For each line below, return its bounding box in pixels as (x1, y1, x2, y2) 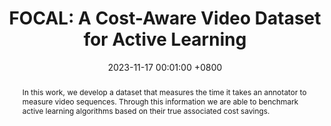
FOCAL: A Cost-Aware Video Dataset (8, 7, 322, 30)
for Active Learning (83, 28, 247, 51)
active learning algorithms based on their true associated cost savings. (21, 105, 270, 116)
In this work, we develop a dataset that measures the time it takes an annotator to (21, 87, 307, 97)
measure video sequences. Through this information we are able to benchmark (21, 96, 299, 107)
